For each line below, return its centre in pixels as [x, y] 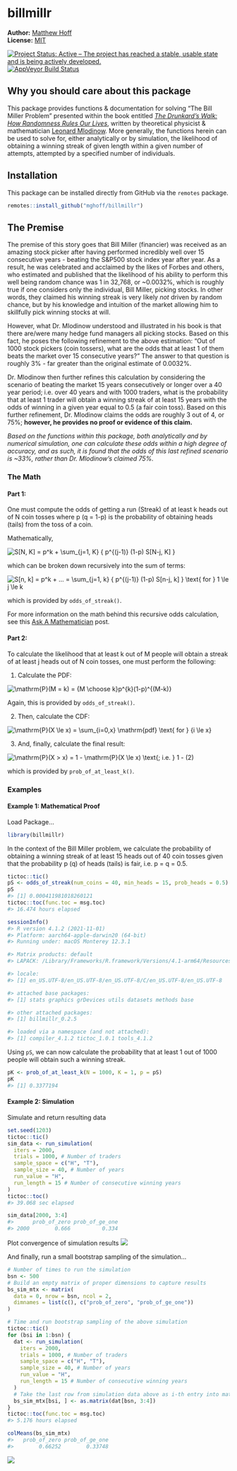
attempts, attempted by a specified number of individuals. [91, 153]
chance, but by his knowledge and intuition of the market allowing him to [113, 305]
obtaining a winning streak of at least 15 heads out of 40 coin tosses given [115, 856]
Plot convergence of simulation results [63, 1243]
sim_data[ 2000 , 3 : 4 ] [38, 1216]
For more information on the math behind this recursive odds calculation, [113, 614]
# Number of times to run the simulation [69, 1270]
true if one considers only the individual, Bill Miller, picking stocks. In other [115, 290]
